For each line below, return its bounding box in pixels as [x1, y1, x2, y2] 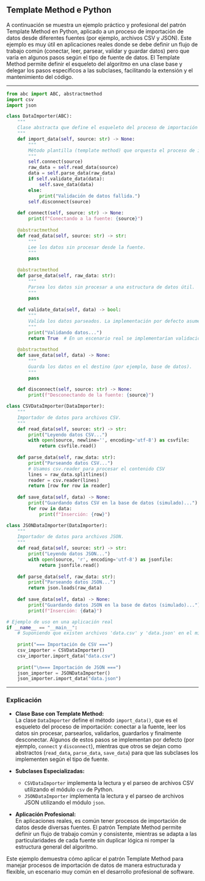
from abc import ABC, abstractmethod [6, 91, 103, 97]
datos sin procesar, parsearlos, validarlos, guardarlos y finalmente [15, 729, 182, 737]
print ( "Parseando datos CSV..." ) [28, 460, 113, 466]
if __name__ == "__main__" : [6, 624, 78, 631]
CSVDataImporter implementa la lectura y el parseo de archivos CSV [24, 779, 194, 786]
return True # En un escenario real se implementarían [28, 335, 173, 342]
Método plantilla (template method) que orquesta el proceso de [28, 147, 195, 154]
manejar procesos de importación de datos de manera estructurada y [6, 861, 181, 869]
